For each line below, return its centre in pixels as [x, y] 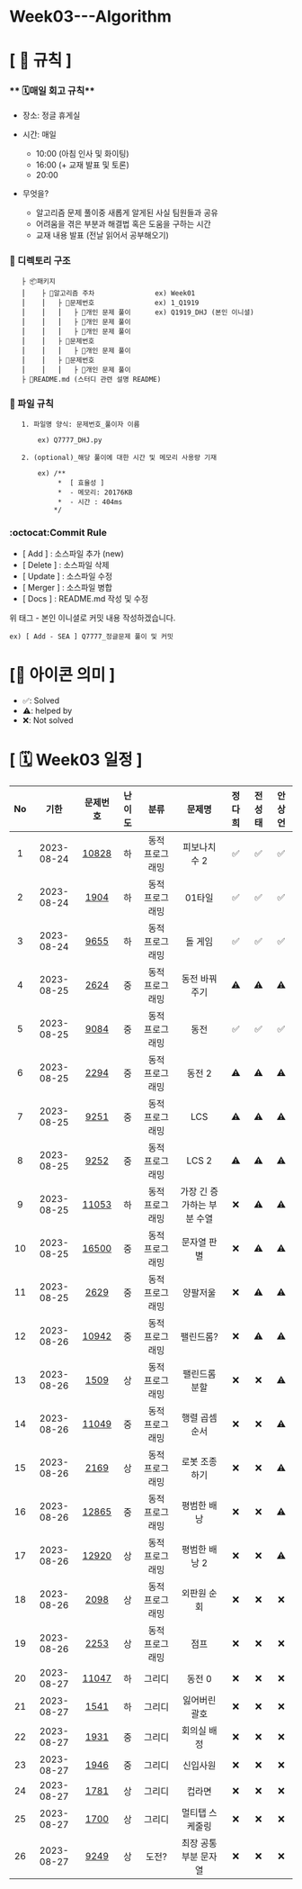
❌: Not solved [48, 720]
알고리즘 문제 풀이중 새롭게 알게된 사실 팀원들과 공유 [127, 212]
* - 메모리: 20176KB [95, 493]
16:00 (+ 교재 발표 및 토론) [82, 165]
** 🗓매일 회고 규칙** [53, 91]
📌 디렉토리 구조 [40, 260]
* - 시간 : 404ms [90, 502]
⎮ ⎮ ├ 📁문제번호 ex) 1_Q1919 [110, 303]
